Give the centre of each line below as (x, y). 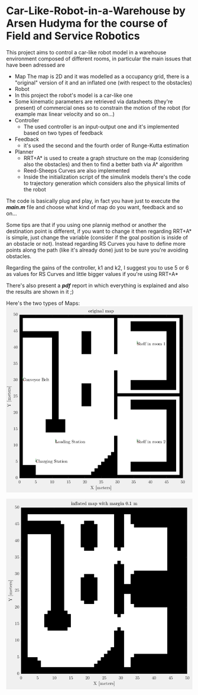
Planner (24, 151)
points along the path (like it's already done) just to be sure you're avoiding (97, 250)
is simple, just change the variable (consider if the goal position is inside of (97, 237)
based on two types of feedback (63, 133)
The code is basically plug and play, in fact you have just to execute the (93, 201)
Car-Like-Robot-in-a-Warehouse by (96, 11)
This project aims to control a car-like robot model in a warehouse (86, 52)
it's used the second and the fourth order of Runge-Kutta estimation (106, 145)
